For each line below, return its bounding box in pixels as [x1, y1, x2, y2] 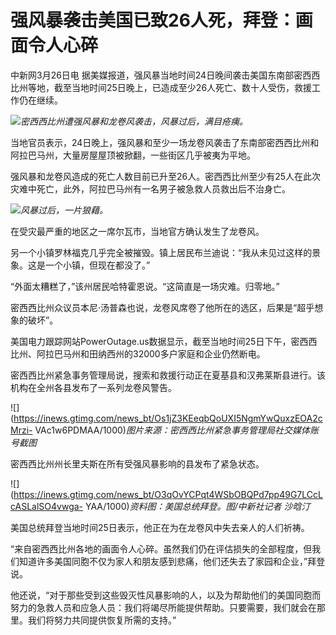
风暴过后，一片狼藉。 [20, 204, 108, 216]
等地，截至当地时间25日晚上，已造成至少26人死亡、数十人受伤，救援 [27, 81, 313, 93]
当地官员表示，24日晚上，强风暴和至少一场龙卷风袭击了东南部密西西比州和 [10, 136, 320, 148]
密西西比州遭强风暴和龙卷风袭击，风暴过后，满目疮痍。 [20, 115, 248, 127]
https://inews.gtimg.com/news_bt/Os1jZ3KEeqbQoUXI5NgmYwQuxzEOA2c [13, 412, 323, 424]
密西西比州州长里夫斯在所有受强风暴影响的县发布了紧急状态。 [10, 457, 265, 470]
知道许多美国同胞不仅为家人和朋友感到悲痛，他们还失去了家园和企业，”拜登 [18, 555, 326, 567]
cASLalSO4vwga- [10, 500, 84, 512]
